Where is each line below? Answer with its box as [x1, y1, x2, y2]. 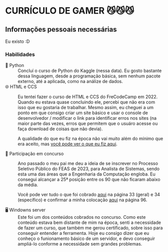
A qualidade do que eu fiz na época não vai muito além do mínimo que [18, 136, 163, 142]
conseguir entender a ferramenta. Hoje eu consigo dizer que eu [18, 230, 149, 236]
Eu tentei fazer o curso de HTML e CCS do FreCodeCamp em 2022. [18, 94, 158, 100]
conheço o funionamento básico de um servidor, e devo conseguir [18, 235, 155, 241]
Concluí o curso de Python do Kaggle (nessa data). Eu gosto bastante [18, 68, 162, 74]
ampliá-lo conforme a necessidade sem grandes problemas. [18, 241, 142, 247]
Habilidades [5, 51, 35, 58]
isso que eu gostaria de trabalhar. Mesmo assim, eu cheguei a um [18, 105, 154, 111]
